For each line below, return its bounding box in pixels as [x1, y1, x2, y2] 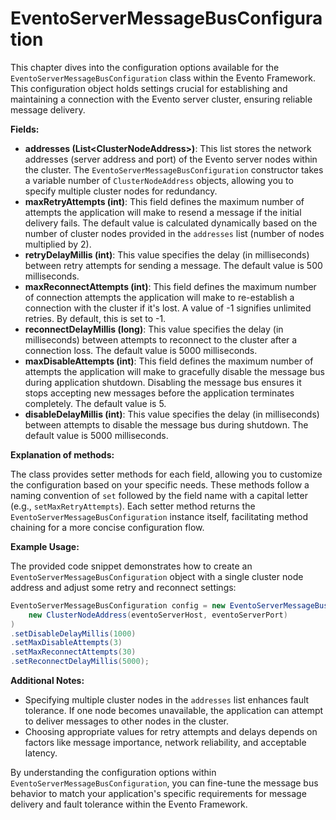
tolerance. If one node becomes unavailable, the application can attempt [24, 705, 324, 717]
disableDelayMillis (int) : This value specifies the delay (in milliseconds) [24, 408, 320, 420]
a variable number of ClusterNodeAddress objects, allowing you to [24, 174, 294, 186]
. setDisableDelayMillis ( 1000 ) [10, 628, 137, 639]
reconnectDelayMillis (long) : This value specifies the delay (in [24, 323, 284, 335]
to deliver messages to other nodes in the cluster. [24, 715, 229, 727]
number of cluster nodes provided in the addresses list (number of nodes [24, 227, 325, 239]
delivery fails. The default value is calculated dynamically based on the [24, 217, 318, 229]
